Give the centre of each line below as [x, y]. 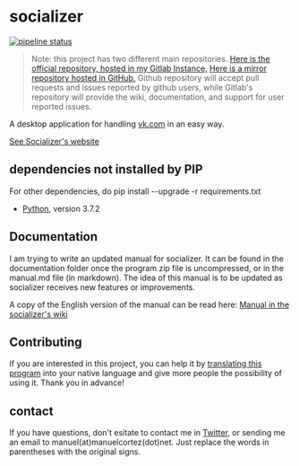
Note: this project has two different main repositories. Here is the [150, 58]
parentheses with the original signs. [75, 452]
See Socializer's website [55, 141]
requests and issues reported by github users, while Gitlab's [142, 87]
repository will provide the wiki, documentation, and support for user [158, 97]
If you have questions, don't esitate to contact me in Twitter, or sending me [147, 433]
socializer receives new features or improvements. [102, 287]
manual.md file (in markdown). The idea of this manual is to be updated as [146, 277]
